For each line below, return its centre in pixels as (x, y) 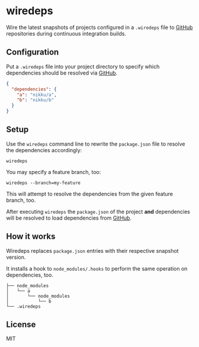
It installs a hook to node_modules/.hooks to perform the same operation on (97, 268)
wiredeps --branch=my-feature (44, 183)
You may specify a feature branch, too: (54, 172)
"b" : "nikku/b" (36, 100)
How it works (31, 237)
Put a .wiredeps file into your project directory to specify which (83, 66)
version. (16, 257)
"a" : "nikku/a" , (37, 95)
